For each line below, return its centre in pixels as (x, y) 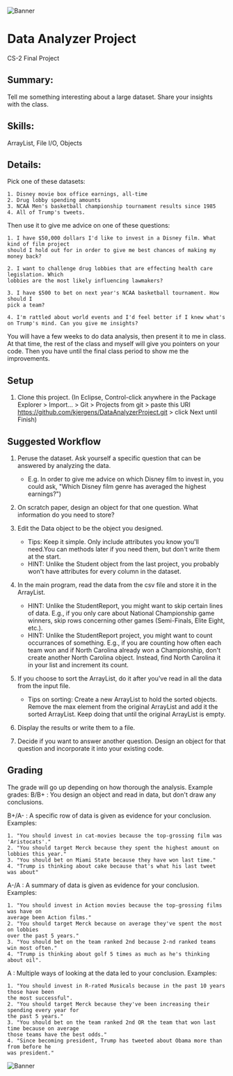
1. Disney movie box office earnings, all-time (78, 194)
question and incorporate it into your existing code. (90, 748)
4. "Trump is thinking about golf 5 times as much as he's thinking (109, 954)
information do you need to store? (66, 515)
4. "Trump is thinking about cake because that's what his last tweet (112, 866)
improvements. (29, 359)
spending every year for (43, 1010)
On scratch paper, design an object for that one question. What (107, 507)
